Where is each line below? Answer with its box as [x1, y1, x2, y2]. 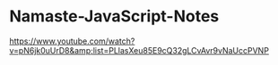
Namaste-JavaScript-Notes [9, 6, 220, 27]
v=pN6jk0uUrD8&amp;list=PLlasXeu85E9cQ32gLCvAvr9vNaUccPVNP [9, 45, 269, 55]
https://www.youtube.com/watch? [9, 36, 135, 46]
